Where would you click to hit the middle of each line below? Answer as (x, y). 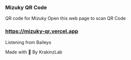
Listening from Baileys (28, 42)
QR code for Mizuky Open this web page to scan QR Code (65, 18)
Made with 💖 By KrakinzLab (34, 52)
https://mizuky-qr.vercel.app (42, 31)
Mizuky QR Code (26, 7)
